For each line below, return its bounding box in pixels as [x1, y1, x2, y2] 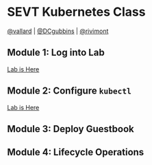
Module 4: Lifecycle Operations [7, 146, 144, 158]
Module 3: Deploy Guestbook [7, 123, 135, 135]
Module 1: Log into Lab [7, 47, 105, 58]
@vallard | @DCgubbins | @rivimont [7, 27, 109, 35]
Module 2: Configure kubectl [7, 85, 131, 97]
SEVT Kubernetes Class [7, 4, 146, 20]
